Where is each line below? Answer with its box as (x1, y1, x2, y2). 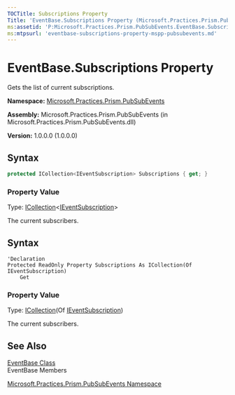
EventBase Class (7, 359, 56, 367)
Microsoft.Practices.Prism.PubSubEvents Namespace (7, 380, 162, 388)
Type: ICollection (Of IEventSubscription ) (7, 306, 124, 314)
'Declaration (7, 255, 45, 262)
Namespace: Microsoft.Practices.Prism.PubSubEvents (7, 97, 165, 105)
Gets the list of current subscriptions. (7, 83, 115, 92)
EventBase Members (7, 366, 68, 375)
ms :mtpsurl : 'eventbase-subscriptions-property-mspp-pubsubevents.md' (7, 29, 218, 37)
